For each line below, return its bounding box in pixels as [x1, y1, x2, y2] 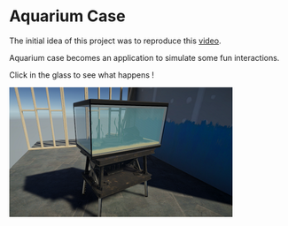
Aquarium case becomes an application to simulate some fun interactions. [9, 52, 280, 63]
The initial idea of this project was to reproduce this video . [9, 35, 222, 46]
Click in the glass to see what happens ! [9, 69, 155, 80]
